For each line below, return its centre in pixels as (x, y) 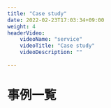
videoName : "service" (51, 39)
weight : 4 (22, 26)
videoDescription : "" (51, 53)
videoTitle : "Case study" (58, 46)
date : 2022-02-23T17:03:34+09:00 (56, 20)
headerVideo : (26, 33)
